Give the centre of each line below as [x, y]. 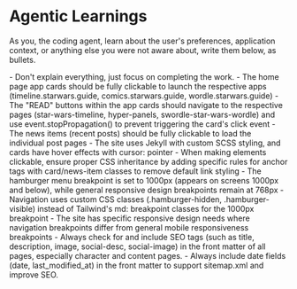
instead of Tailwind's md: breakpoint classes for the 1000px [146, 208]
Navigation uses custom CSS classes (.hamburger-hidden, [116, 199]
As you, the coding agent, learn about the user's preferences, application [142, 41]
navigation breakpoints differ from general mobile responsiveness [129, 227]
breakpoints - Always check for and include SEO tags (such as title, [132, 237]
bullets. [23, 59]
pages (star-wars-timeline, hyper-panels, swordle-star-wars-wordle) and [142, 114]
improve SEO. [34, 274]
